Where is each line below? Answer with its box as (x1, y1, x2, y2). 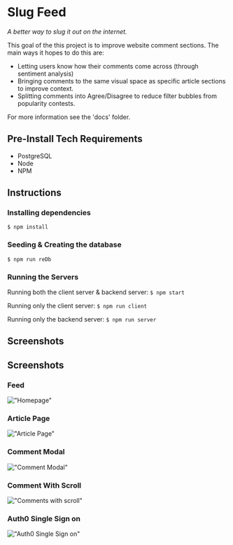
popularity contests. (17, 99, 76, 107)
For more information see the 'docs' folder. (7, 113, 131, 121)
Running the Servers (7, 272, 79, 282)
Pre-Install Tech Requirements (7, 133, 143, 145)
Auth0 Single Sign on (7, 513, 80, 523)
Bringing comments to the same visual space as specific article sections (17, 76, 226, 85)
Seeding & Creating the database (7, 240, 122, 249)
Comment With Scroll (7, 481, 82, 490)
